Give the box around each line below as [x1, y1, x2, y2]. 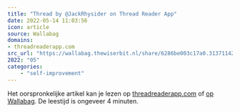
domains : [7, 37, 34, 44]
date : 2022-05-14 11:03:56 [7, 17, 88, 24]
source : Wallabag [7, 30, 59, 38]
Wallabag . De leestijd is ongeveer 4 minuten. [7, 96, 139, 105]
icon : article [7, 23, 50, 30]
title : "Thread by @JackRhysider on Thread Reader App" [7, 10, 177, 18]
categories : [7, 63, 43, 70]
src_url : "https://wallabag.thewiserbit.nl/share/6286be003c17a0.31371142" [7, 50, 238, 57]
